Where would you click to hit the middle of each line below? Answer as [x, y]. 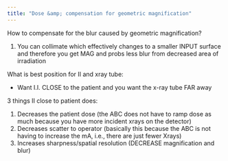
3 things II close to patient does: [53, 101]
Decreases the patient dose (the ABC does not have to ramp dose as [114, 114]
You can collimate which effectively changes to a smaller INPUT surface [119, 46]
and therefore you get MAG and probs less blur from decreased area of [118, 53]
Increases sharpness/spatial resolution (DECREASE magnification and [116, 143]
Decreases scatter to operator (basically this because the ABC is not [114, 128]
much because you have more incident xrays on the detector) [104, 121]
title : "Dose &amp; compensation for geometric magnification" [100, 13]
